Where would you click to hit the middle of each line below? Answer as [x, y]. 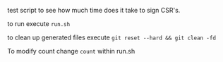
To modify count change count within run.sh [71, 51]
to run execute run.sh [39, 24]
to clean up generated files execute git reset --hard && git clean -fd [112, 37]
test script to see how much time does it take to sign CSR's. [94, 10]
